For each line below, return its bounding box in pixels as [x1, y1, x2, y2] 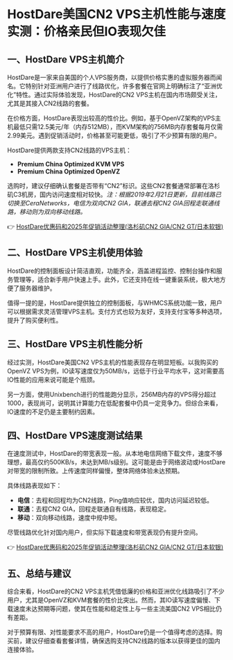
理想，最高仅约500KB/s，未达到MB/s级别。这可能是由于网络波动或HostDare [7, 458, 226, 466]
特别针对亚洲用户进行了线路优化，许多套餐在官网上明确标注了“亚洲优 [25, 82, 223, 90]
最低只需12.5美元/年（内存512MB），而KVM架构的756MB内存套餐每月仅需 [12, 123, 223, 130]
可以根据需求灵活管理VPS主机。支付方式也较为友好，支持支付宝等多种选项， [7, 307, 226, 316]
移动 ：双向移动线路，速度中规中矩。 [17, 514, 121, 522]
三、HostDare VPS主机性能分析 [7, 338, 143, 350]
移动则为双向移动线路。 [19, 208, 87, 216]
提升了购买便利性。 [7, 316, 62, 324]
